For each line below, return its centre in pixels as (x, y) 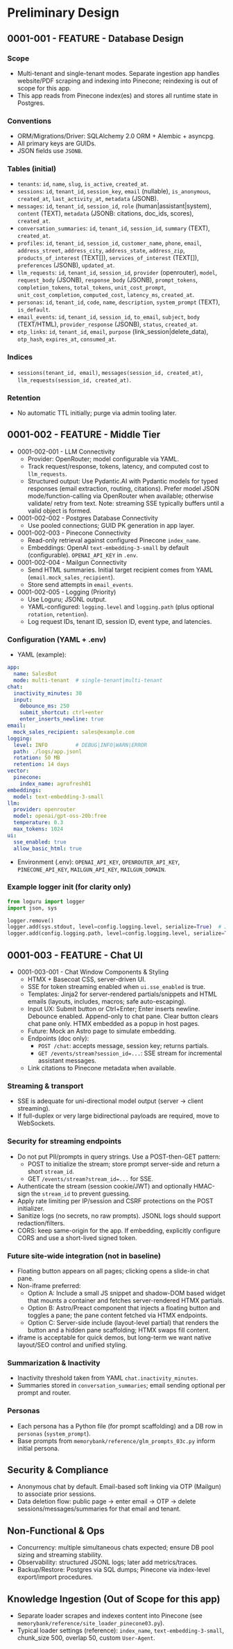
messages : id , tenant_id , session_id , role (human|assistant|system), (114, 206)
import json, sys (32, 908)
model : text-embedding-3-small (59, 797)
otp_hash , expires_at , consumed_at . (67, 339)
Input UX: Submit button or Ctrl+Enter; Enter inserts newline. (114, 1009)
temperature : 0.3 (38, 823)
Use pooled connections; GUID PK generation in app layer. (111, 525)
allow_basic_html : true (48, 848)
